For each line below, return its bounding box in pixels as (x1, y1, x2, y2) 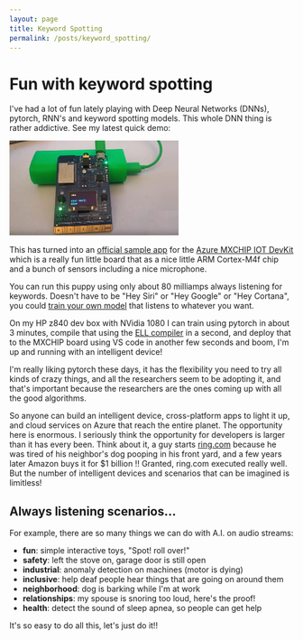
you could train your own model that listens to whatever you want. (9, 301, 254, 311)
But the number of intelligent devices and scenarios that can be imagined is (9, 468, 290, 478)
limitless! (9, 478, 42, 488)
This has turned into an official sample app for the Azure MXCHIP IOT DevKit (9, 245, 294, 255)
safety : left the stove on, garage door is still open (22, 555, 207, 566)
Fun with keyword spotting (9, 73, 214, 94)
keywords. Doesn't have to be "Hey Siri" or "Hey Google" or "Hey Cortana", (9, 291, 290, 301)
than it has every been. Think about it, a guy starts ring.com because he (9, 439, 277, 450)
